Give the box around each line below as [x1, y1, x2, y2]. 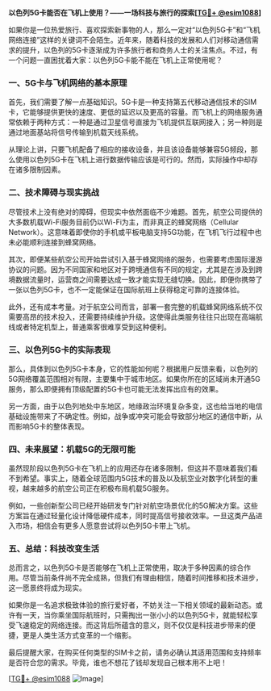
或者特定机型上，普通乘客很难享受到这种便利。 [15, 322, 171, 332]
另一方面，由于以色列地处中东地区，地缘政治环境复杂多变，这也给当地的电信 [8, 401, 263, 411]
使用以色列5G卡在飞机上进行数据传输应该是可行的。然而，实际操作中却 [15, 155, 252, 165]
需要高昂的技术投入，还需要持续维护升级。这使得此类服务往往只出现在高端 [8, 312, 256, 321]
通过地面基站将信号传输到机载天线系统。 [8, 128, 143, 137]
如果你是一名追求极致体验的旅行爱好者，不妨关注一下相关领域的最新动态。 [8, 601, 256, 610]
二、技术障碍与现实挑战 [8, 187, 99, 199]
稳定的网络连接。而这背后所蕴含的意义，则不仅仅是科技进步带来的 [29, 621, 248, 630]
